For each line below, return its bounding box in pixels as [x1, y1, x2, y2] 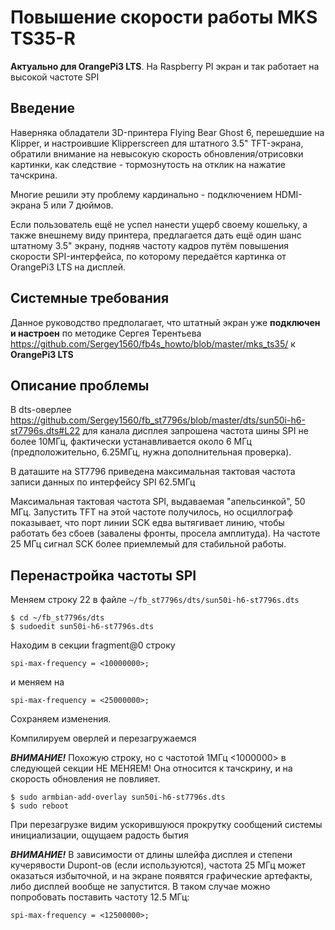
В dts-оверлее [10, 404, 72, 416]
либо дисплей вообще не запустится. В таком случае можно [10, 881, 271, 893]
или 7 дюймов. [50, 199, 114, 211]
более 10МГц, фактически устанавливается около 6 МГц [10, 436, 252, 448]
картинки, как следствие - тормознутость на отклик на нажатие [10, 158, 286, 170]
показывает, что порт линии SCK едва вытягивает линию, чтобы [10, 517, 285, 529]
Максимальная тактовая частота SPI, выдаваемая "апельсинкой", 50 [10, 496, 306, 508]
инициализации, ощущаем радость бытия [10, 829, 189, 841]
